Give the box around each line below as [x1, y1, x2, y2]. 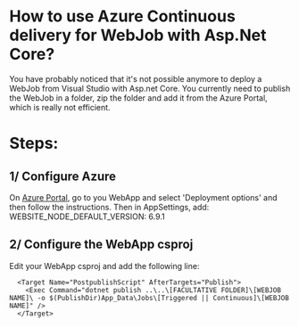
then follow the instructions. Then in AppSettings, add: [9, 201, 210, 212]
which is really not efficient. [9, 102, 111, 112]
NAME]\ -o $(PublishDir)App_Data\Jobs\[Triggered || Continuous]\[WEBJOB [9, 293, 290, 302]
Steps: [9, 134, 59, 153]
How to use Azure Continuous [9, 6, 237, 27]
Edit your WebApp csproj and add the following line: [9, 260, 200, 271]
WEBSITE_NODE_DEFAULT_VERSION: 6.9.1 [9, 211, 165, 222]
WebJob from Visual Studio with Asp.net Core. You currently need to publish [9, 83, 291, 94]
